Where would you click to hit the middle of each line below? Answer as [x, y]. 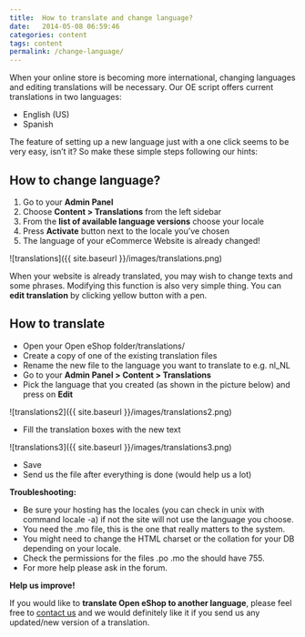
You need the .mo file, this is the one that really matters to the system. [153, 529]
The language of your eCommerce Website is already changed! [142, 240]
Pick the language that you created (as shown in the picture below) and [157, 384]
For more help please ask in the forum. [95, 567]
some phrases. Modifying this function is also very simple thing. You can [146, 285]
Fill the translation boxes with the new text [102, 430]
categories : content [49, 35]
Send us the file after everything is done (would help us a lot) [137, 474]
